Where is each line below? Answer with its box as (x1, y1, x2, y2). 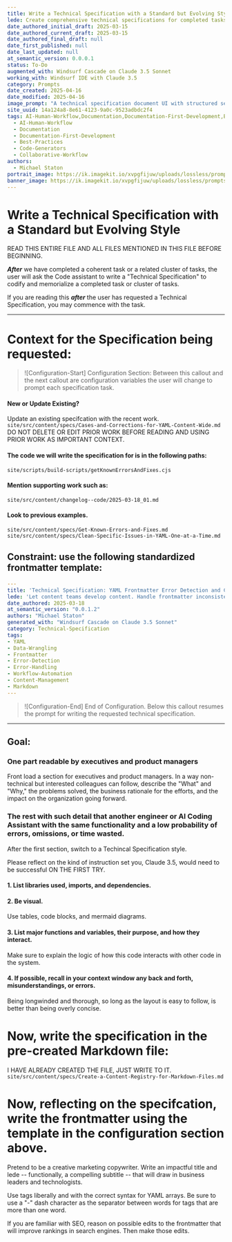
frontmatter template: (7, 562, 102, 574)
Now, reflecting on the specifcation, (7, 1096, 217, 1111)
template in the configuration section (7, 1125, 224, 1141)
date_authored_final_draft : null (7, 36, 104, 43)
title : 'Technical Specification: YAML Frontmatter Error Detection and (7, 587, 221, 594)
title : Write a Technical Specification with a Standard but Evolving (7, 10, 215, 17)
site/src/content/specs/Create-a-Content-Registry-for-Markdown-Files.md (7, 1073, 224, 1080)
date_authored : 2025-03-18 (7, 599, 85, 607)
